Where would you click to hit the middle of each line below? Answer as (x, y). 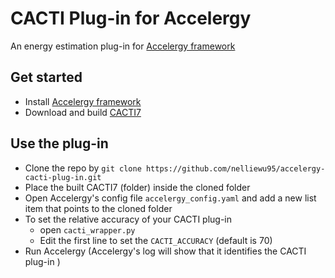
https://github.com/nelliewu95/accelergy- (235, 168)
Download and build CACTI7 (83, 112)
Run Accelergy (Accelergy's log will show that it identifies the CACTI (165, 251)
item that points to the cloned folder (98, 208)
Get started (46, 77)
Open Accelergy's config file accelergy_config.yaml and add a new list (170, 198)
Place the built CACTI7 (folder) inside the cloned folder (137, 187)
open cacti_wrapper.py (87, 229)
